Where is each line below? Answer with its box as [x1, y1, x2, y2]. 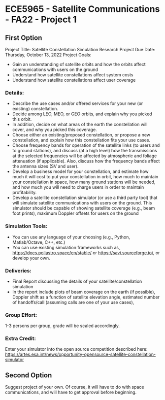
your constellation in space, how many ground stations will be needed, [12, 179, 156, 185]
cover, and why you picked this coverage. [12, 127, 97, 133]
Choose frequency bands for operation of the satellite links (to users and [12, 142, 160, 148]
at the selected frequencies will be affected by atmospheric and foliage [12, 153, 157, 159]
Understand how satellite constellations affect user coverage [12, 77, 136, 83]
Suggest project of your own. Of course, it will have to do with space [5, 384, 144, 390]
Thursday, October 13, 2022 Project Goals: [5, 52, 92, 58]
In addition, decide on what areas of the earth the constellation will [12, 122, 148, 128]
